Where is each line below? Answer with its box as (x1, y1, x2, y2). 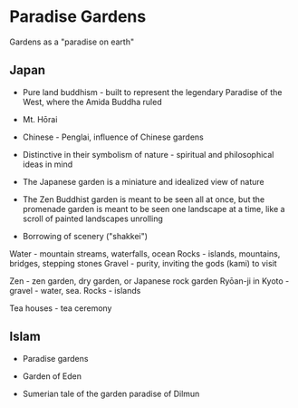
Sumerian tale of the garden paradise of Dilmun (22, 388, 200, 399)
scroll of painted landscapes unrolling (22, 213, 163, 224)
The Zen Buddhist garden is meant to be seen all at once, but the (22, 193, 265, 205)
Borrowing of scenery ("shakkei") (22, 230, 148, 241)
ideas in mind (22, 159, 73, 170)
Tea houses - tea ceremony (9, 302, 112, 314)
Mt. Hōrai (22, 113, 58, 124)
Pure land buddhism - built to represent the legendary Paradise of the (22, 86, 283, 97)
